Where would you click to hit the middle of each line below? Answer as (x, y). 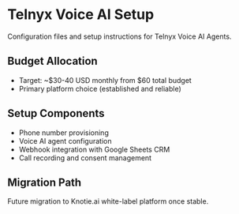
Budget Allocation (52, 61)
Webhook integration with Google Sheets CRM (94, 149)
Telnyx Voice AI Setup (81, 15)
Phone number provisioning (64, 133)
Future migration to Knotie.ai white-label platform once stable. (108, 201)
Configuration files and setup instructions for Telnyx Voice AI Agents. (119, 36)
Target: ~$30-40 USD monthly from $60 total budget (105, 80)
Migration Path (45, 182)
